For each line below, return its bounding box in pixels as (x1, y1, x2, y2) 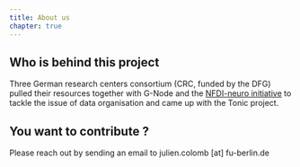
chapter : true (9, 22, 63, 31)
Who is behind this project (9, 55, 160, 70)
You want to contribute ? (9, 123, 150, 139)
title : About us (9, 13, 70, 22)
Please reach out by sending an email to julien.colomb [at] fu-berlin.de (9, 147, 269, 158)
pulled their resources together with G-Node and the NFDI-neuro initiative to (9, 88, 292, 99)
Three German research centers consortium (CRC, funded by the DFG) (9, 78, 271, 90)
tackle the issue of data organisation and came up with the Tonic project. (9, 98, 279, 109)
